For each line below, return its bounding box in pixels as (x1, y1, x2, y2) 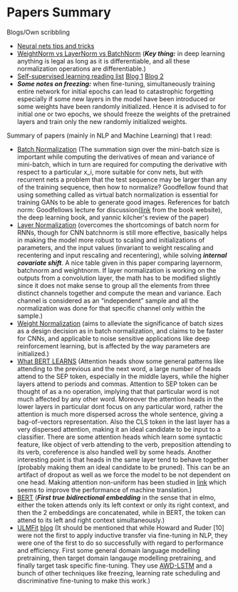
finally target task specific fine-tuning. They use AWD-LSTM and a (16, 561, 213, 570)
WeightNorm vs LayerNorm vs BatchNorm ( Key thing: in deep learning (16, 49, 225, 58)
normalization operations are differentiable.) (16, 64, 147, 73)
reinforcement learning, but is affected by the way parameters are (16, 341, 211, 350)
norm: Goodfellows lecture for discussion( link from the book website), (16, 205, 222, 214)
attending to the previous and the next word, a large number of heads (16, 364, 222, 373)
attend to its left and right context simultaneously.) (16, 516, 165, 524)
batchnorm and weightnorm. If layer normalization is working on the (16, 266, 217, 274)
